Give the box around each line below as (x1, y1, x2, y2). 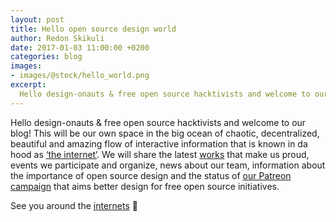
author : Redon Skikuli (10, 33, 105, 43)
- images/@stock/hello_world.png (10, 71, 150, 81)
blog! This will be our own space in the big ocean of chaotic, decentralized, (10, 127, 320, 139)
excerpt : (10, 80, 47, 90)
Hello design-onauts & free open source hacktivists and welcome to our (10, 116, 307, 128)
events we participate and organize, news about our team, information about (10, 159, 326, 171)
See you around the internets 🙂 (10, 199, 138, 211)
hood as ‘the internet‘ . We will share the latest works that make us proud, (10, 148, 310, 160)
